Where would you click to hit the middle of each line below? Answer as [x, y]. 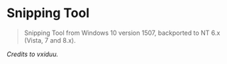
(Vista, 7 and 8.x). [50, 40]
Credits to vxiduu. [32, 54]
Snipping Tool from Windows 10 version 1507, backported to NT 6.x [122, 33]
